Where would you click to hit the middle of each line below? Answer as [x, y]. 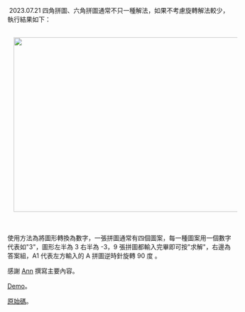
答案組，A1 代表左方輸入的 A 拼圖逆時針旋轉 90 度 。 [84, 256]
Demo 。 [19, 286]
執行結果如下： [29, 19]
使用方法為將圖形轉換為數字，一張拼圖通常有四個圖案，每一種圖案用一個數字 [119, 238]
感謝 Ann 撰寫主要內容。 [43, 271]
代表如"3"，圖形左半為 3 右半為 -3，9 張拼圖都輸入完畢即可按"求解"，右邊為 [119, 247]
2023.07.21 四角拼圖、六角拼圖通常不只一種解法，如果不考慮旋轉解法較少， [119, 10]
